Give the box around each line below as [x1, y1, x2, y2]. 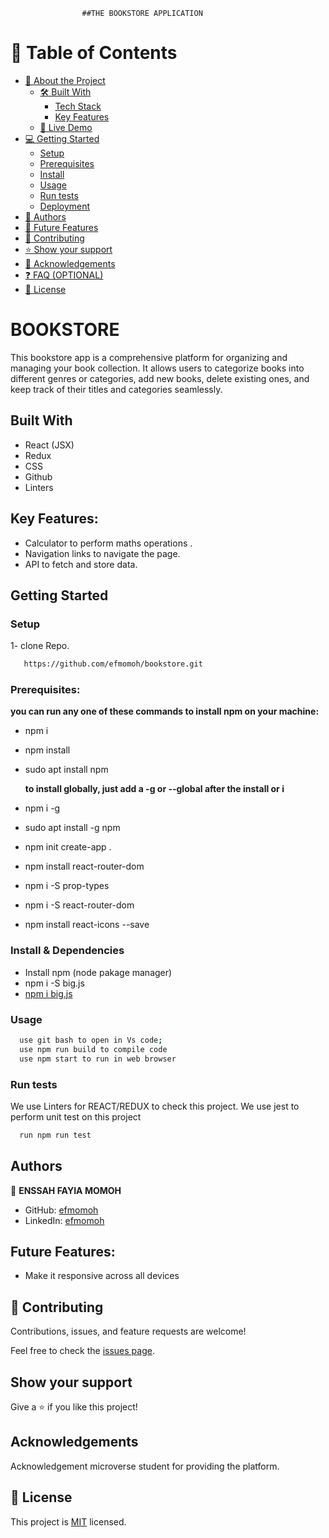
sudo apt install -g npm [24, 822, 121, 834]
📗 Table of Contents [10, 42, 178, 64]
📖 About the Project [24, 74, 106, 86]
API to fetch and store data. [24, 558, 138, 570]
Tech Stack [54, 100, 102, 112]
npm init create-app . [24, 841, 112, 853]
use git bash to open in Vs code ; [19, 1035, 163, 1045]
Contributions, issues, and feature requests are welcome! [10, 1325, 247, 1338]
